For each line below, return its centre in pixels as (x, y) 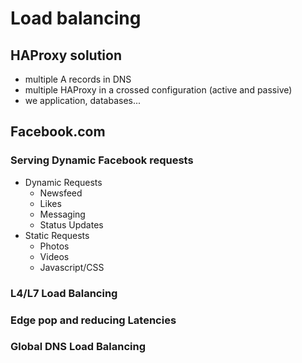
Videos (54, 256)
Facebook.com (58, 132)
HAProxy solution (66, 55)
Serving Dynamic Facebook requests (102, 160)
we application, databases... (83, 100)
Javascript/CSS (72, 267)
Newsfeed (61, 193)
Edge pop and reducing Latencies (93, 320)
